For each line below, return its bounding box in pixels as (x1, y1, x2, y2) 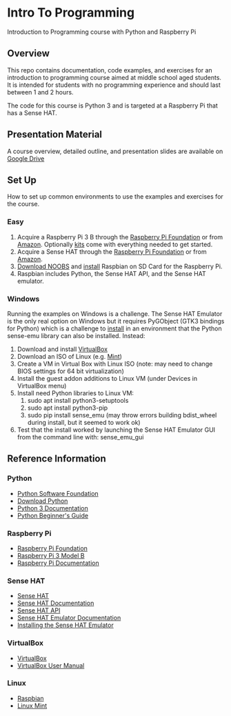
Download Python (17, 497, 68, 505)
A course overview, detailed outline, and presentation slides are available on (7, 147, 223, 155)
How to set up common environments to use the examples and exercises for (7, 192, 224, 201)
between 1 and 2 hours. (7, 88, 74, 96)
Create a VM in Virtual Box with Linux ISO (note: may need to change (17, 359, 213, 368)
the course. (7, 200, 40, 208)
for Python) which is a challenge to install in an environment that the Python (7, 324, 222, 332)
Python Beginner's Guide (17, 511, 88, 519)
